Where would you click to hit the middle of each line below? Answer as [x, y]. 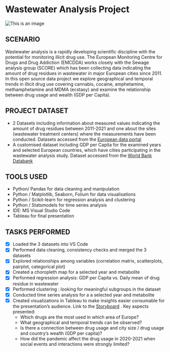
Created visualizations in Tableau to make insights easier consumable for [89, 300]
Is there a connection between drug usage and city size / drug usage [92, 328]
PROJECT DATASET [37, 111]
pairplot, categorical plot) [39, 267]
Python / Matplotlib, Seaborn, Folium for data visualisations [74, 195]
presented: [24, 311]
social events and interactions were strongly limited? [75, 344]
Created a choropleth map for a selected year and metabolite [76, 272]
